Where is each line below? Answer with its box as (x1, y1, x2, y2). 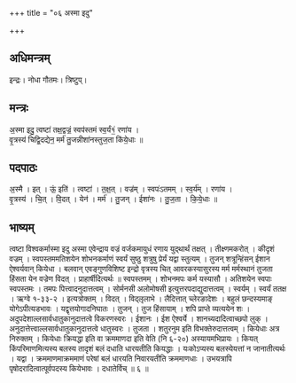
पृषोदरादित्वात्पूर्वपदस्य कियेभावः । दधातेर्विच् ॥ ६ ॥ (9, 363, 149, 374)
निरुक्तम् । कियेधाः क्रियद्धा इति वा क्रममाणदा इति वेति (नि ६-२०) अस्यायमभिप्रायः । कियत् (9, 333, 259, 344)
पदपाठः (9, 160, 38, 176)
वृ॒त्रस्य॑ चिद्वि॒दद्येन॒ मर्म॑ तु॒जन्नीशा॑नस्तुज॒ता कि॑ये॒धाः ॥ (9, 134, 144, 145)
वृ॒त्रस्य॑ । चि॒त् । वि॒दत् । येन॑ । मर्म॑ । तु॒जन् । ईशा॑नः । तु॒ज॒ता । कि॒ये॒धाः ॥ (9, 194, 218, 205)
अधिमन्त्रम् (9, 51, 51, 66)
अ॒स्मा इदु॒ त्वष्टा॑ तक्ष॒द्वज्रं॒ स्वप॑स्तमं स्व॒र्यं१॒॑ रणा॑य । (9, 124, 140, 135)
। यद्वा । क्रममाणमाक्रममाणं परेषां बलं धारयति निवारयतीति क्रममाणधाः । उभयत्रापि (9, 354, 232, 364)
